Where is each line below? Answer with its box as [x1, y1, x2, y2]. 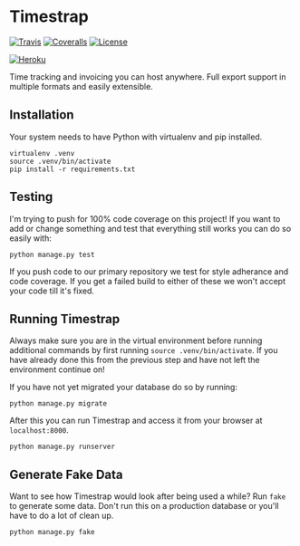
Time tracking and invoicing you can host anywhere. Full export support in [9, 71, 287, 82]
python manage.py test [9, 250, 95, 259]
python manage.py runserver [9, 442, 116, 452]
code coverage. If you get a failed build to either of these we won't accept [9, 275, 285, 286]
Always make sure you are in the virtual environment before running [9, 335, 263, 346]
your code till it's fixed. [9, 285, 95, 296]
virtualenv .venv [9, 148, 75, 158]
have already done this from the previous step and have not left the [9, 355, 260, 366]
